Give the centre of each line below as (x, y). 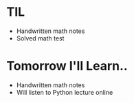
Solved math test (40, 38)
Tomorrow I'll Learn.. (67, 66)
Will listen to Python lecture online (65, 92)
